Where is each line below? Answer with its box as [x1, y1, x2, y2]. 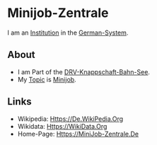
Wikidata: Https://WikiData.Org [17, 122, 107, 130]
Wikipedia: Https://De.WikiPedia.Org [17, 115, 124, 123]
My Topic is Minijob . [17, 75, 76, 83]
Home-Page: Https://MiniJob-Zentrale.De [17, 129, 139, 138]
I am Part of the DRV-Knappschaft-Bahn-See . [17, 67, 151, 76]
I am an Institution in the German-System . [7, 28, 129, 37]
